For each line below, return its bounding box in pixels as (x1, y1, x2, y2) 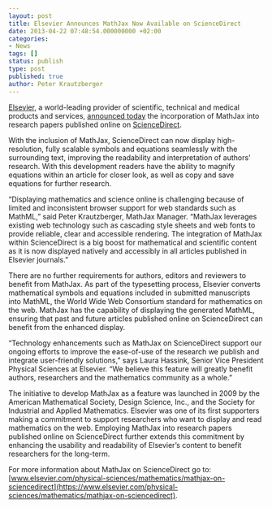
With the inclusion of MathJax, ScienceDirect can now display (8, 135, 216, 145)
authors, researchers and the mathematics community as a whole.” (8, 372, 233, 382)
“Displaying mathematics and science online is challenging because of (8, 194, 244, 204)
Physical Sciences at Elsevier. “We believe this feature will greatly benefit (8, 363, 253, 374)
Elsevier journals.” (8, 254, 69, 264)
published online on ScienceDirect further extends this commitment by (8, 432, 245, 441)
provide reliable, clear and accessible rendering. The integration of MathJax (8, 228, 262, 238)
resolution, (8, 144, 45, 154)
